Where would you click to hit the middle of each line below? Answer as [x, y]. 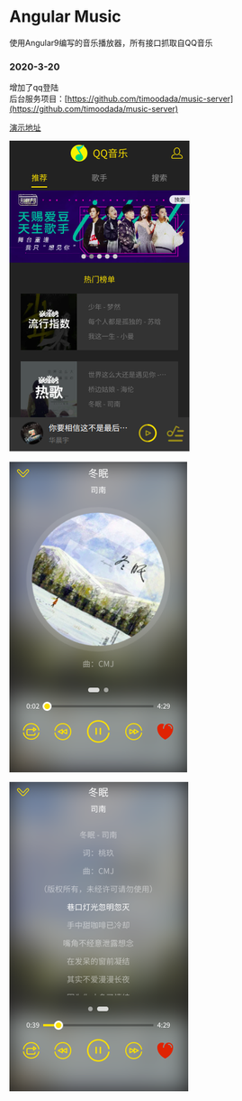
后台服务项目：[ [39, 99]
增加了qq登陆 [34, 88]
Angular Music [65, 17]
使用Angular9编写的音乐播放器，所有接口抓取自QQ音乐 [111, 42]
